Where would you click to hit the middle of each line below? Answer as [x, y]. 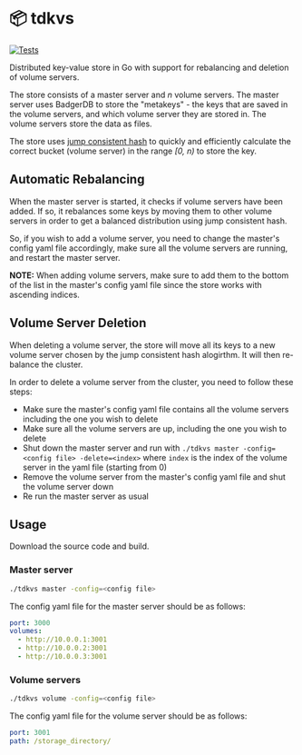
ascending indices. [44, 294]
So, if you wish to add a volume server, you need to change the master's [145, 238]
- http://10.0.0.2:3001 [62, 648]
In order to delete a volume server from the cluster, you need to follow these [151, 382]
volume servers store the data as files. [81, 124]
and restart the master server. [65, 257]
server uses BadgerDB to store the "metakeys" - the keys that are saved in [149, 104]
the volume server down [68, 486]
